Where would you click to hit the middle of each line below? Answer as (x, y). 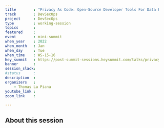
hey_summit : (20, 60)
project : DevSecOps (31, 19)
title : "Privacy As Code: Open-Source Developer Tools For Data (81, 10)
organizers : (20, 82)
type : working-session (38, 23)
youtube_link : (20, 91)
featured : (20, 32)
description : (20, 78)
